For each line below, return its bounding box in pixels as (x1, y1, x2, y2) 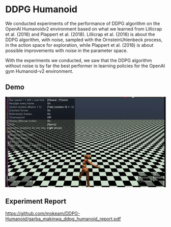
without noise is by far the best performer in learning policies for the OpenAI (5, 63, 165, 69)
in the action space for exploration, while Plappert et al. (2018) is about (5, 42, 154, 48)
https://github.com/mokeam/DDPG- (5, 210, 80, 217)
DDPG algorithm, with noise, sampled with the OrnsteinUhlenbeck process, (5, 37, 163, 43)
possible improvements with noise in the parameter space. (5, 47, 128, 53)
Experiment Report (5, 197, 67, 206)
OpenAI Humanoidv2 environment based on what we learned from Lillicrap (5, 25, 162, 32)
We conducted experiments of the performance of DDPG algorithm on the (5, 20, 160, 26)
